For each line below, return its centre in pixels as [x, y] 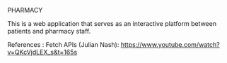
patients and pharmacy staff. [49, 31]
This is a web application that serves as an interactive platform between [112, 23]
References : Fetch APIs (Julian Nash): [63, 44]
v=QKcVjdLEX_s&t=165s [42, 52]
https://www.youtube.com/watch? [170, 44]
